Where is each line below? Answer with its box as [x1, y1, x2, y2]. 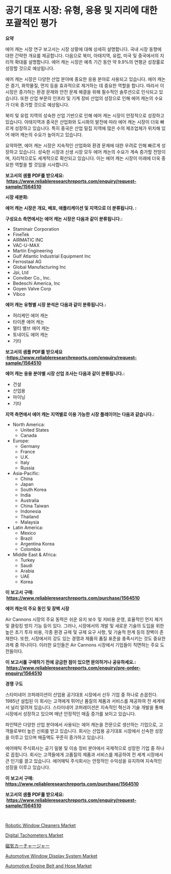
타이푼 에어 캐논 [12, 318, 44, 324]
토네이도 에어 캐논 [12, 331, 48, 337]
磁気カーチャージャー [5, 842, 50, 848]
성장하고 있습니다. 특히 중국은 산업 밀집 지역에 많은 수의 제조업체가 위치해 [14, 125, 161, 131]
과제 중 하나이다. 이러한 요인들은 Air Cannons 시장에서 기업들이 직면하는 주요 [5, 641, 159, 648]
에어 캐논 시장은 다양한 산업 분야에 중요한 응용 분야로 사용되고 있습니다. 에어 [5, 76, 157, 82]
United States [20, 427, 50, 433]
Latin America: [12, 524, 43, 531]
